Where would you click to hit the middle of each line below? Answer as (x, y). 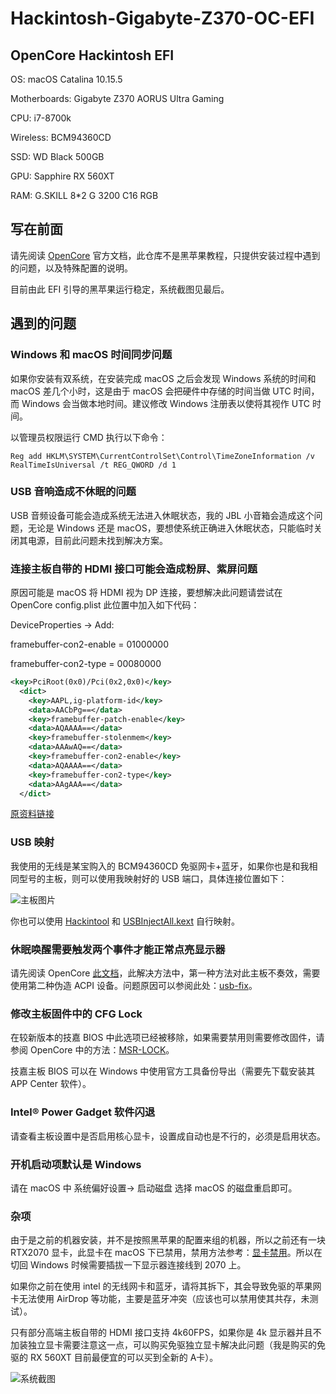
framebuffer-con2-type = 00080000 (86, 664)
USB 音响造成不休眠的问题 (73, 492)
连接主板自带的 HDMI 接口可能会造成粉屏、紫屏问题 (134, 569)
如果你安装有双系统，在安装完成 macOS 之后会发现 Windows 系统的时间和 (163, 378)
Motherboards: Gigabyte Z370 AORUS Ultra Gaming (117, 98)
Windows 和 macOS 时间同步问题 (91, 355)
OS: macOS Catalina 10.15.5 (66, 79)
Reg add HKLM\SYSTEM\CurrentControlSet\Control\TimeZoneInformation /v (162, 456)
